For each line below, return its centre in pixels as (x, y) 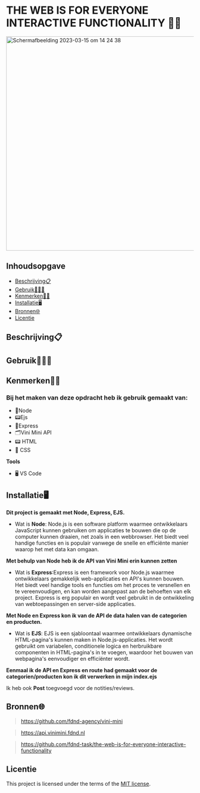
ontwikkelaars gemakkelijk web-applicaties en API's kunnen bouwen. (99, 579)
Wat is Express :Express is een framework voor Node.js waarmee (94, 573)
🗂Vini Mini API (33, 433)
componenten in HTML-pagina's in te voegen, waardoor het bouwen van (104, 652)
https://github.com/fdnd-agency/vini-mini (72, 721)
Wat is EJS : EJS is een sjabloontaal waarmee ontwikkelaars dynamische (103, 633)
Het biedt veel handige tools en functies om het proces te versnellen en (102, 585)
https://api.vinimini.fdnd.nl (53, 732)
